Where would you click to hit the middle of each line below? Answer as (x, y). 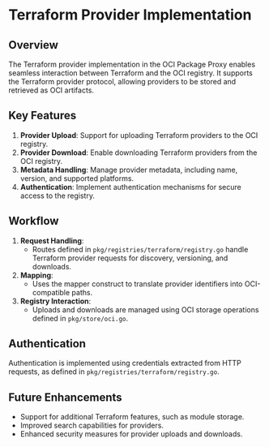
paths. (82, 292)
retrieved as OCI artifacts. (51, 90)
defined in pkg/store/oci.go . (80, 318)
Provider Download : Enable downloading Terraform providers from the (139, 153)
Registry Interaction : (56, 301)
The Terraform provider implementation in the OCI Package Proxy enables (132, 64)
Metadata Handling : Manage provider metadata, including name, (129, 170)
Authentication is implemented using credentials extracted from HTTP (125, 363)
